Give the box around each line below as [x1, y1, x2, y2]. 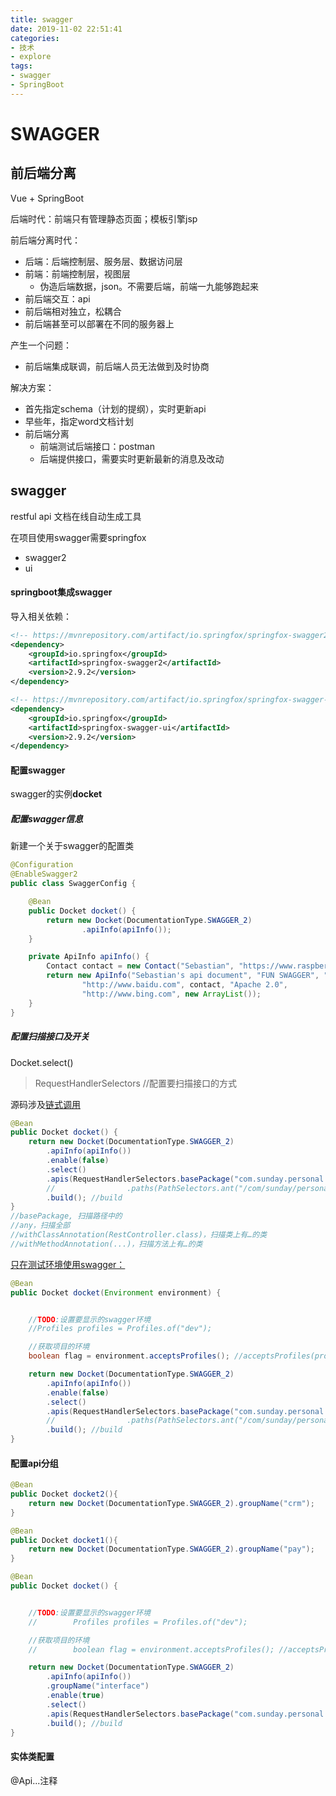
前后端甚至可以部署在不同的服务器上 [24, 317, 175, 330]
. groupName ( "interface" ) [46, 1681, 150, 1691]
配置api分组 [10, 1457, 59, 1469]
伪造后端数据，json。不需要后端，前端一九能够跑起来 [39, 280, 260, 292]
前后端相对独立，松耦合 [24, 305, 122, 317]
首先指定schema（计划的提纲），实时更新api [24, 402, 207, 415]
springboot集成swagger [10, 586, 113, 598]
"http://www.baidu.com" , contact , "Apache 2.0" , [81, 980, 288, 990]
